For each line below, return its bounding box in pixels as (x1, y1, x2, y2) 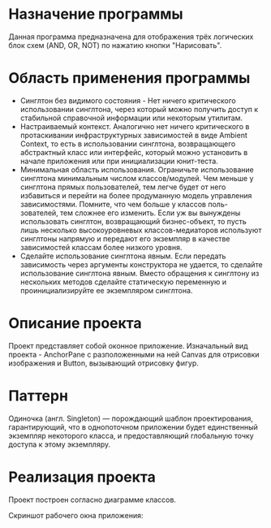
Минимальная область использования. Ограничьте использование (19, 164, 254, 175)
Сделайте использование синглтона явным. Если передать (19, 251, 226, 261)
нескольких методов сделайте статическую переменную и (19, 277, 227, 287)
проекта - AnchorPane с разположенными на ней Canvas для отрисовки (8, 349, 260, 359)
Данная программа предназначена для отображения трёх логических (8, 32, 254, 41)
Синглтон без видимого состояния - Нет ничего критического (19, 95, 237, 106)
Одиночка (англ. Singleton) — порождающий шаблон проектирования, (8, 413, 253, 423)
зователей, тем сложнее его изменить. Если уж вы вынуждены (19, 208, 241, 218)
